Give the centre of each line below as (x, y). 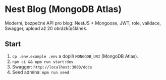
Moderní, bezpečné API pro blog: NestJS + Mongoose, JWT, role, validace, (83, 23)
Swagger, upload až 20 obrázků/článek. (46, 28)
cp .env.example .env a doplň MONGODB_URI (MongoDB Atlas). (75, 56)
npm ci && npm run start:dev (43, 62)
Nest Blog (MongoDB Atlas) (63, 9)
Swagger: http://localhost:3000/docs (52, 66)
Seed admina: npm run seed (40, 72)
